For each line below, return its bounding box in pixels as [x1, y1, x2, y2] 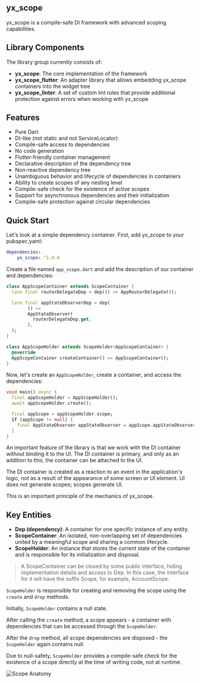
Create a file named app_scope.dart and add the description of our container [6, 266, 194, 272]
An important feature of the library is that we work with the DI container [6, 444, 182, 451]
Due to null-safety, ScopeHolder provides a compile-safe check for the [6, 652, 177, 660]
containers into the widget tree [14, 82, 90, 90]
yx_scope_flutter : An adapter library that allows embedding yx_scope [14, 76, 186, 84]
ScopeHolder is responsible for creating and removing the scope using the [6, 587, 186, 594]
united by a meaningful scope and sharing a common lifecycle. [14, 539, 169, 546]
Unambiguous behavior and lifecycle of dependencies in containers [14, 173, 181, 180]
